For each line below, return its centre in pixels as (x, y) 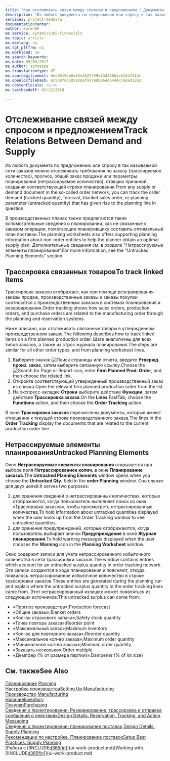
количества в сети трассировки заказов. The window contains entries (80, 560)
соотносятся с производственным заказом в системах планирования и (83, 303)
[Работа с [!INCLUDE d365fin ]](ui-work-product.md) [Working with (74, 748)
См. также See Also (37, 671)
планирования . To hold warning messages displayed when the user (84, 539)
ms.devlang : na (21, 43)
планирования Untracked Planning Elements (77, 452)
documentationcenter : (28, 24)
